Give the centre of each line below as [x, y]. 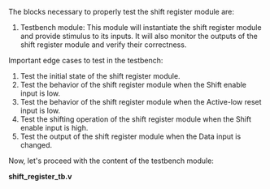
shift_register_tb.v [40, 176]
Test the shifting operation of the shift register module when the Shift [136, 119]
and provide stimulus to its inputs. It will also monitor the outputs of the [139, 36]
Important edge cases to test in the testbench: [86, 60]
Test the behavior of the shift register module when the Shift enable [133, 85]
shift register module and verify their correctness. [103, 45]
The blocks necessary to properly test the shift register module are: [121, 12]
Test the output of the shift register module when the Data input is [131, 136]
